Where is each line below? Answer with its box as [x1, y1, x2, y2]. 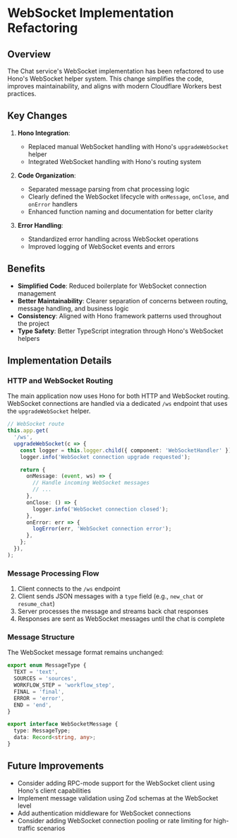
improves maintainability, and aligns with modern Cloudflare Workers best [7, 82, 222, 90]
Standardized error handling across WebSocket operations [28, 235, 199, 243]
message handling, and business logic [17, 304, 129, 313]
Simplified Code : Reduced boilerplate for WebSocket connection [17, 281, 207, 290]
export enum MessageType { [7, 662, 87, 669]
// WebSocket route [7, 421, 65, 428]
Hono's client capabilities [17, 786, 92, 795]
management [17, 289, 56, 298]
